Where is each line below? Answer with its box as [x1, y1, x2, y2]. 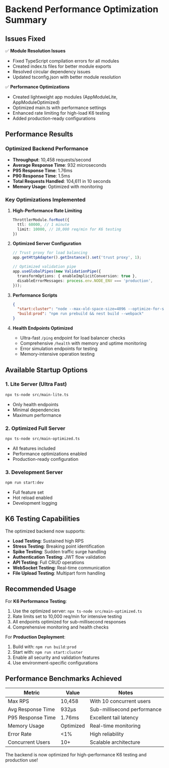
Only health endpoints [12, 401, 59, 407]
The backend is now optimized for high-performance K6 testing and [5, 752, 147, 758]
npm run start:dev [5, 480, 44, 486]
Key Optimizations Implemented [5, 196, 86, 203]
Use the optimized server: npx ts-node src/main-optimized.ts [12, 608, 142, 614]
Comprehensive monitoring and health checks [12, 624, 109, 630]
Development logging [12, 500, 58, 506]
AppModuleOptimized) [12, 100, 60, 105]
